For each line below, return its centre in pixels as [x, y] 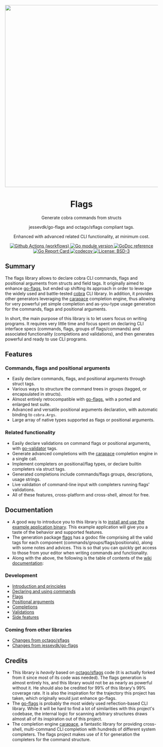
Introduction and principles [39, 586]
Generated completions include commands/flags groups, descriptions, [83, 474]
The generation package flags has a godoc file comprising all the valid [82, 537]
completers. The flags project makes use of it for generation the [76, 734]
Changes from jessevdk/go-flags [45, 645]
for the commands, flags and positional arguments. [56, 309]
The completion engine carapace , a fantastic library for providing [77, 724]
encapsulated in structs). [37, 394]
